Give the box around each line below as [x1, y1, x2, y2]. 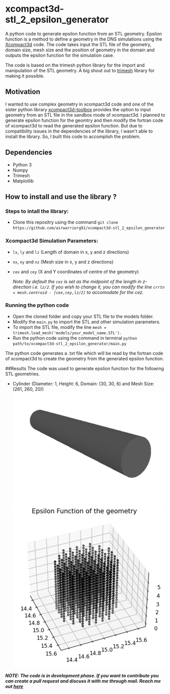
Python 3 [12, 161, 32, 168]
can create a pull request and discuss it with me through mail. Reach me [5, 678, 161, 684]
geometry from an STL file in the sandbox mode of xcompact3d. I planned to [5, 112, 165, 118]
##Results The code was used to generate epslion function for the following [5, 365, 164, 371]
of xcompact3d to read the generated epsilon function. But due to [5, 122, 143, 128]
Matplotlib [12, 178, 34, 184]
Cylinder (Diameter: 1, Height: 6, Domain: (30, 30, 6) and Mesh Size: [12, 380, 155, 386]
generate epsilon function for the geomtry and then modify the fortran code [5, 117, 163, 123]
